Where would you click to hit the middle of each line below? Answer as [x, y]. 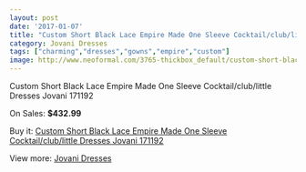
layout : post [34, 18]
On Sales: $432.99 [46, 113]
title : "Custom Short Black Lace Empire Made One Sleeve [120, 35]
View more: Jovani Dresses [61, 158]
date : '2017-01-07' [46, 26]
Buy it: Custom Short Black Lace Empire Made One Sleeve [118, 131]
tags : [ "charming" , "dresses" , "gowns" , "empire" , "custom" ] [120, 52]
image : [22, 60]
